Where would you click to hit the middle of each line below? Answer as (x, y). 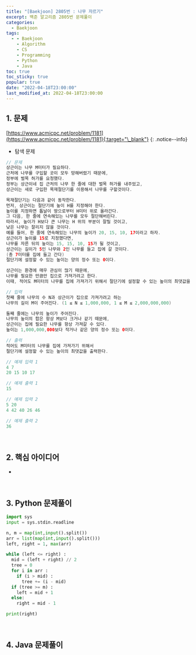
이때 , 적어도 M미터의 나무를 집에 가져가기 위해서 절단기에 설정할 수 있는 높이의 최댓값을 (98, 282)
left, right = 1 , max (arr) (39, 544)
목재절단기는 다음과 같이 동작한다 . (41, 200)
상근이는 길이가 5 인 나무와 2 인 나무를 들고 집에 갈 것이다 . (68, 249)
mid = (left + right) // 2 (44, 560)
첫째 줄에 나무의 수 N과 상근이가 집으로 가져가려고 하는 (64, 297)
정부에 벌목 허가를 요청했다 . (35, 179)
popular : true (23, 83)
